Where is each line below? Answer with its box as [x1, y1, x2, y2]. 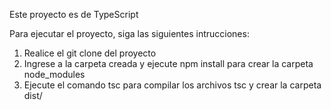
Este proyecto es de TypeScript [9, 9, 139, 20]
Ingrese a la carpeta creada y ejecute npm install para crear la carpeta [23, 58, 314, 69]
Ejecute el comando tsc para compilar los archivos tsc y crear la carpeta [23, 79, 322, 91]
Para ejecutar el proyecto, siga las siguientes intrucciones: [9, 28, 250, 39]
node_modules [23, 69, 86, 80]
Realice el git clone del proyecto [23, 47, 157, 59]
